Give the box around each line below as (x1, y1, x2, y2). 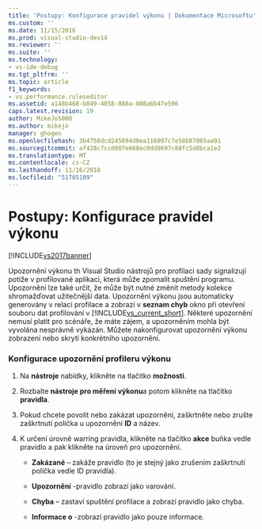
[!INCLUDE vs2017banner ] (8, 250, 93, 260)
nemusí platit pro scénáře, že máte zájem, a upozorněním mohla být (8, 316, 230, 325)
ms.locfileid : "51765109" (8, 173, 93, 182)
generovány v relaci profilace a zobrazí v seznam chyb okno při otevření (8, 299, 245, 309)
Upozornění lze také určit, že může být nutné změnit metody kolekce (8, 283, 232, 292)
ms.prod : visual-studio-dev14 (8, 33, 108, 42)
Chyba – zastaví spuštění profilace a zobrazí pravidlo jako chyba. (31, 497, 245, 507)
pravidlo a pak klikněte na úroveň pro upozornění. (19, 443, 182, 452)
